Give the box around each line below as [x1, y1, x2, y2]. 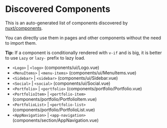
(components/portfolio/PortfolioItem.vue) [12, 96, 97, 102]
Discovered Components [5, 3, 111, 15]
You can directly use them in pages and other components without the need [5, 35, 161, 41]
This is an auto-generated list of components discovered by [5, 20, 128, 26]
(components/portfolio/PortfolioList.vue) [12, 107, 95, 113]
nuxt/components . [5, 25, 43, 31]
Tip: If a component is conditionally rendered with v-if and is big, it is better [5, 50, 162, 56]
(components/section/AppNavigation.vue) [12, 117, 99, 123]
